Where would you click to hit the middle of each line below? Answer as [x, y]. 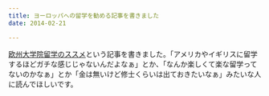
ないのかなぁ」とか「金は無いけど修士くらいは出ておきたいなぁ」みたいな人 [135, 74]
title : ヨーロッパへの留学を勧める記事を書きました [84, 16]
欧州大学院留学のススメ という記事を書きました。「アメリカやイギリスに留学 [133, 54]
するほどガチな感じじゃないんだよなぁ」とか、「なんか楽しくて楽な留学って [133, 64]
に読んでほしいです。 [43, 84]
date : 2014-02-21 [37, 23]
